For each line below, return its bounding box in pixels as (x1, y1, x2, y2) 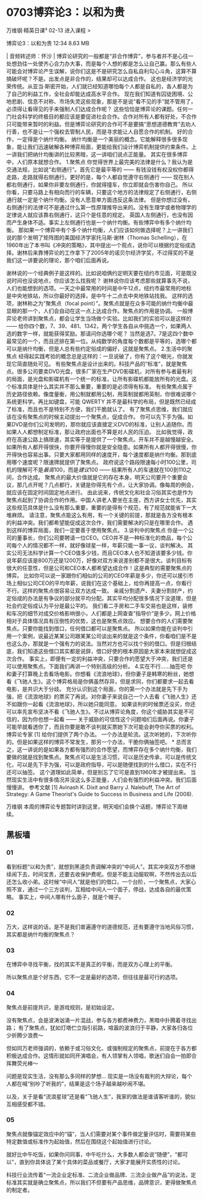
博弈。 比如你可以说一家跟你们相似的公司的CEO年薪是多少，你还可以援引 (6, 572, 188, 579)
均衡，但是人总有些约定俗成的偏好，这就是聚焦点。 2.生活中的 (32, 345, 187, 352)
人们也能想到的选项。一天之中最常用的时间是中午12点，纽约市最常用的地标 (6, 284, 192, 292)
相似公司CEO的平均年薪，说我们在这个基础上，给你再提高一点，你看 (16, 579, 187, 587)
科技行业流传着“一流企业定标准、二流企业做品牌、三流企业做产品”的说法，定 (6, 1171, 196, 1178)
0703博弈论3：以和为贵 (6, 5, 125, 19)
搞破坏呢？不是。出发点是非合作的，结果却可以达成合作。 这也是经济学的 (6, 75, 188, 82)
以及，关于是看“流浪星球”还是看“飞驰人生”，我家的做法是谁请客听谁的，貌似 (6, 1093, 196, 1100)
